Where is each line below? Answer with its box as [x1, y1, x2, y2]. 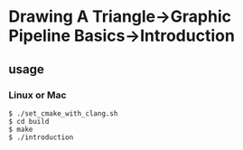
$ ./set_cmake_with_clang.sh [8, 108, 118, 118]
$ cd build [8, 117, 50, 126]
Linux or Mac [8, 89, 67, 101]
